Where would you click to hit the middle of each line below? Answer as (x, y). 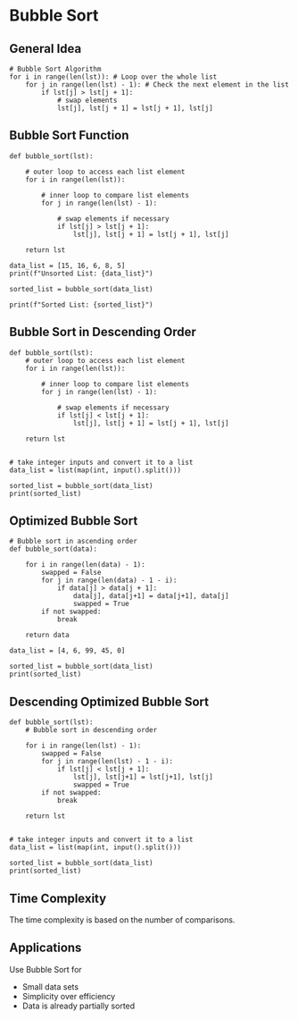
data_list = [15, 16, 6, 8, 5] (67, 266)
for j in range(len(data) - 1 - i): (109, 581)
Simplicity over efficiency (69, 996)
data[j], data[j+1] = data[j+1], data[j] (151, 596)
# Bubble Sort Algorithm (55, 69)
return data (47, 636)
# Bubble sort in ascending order (74, 542)
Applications (46, 948)
